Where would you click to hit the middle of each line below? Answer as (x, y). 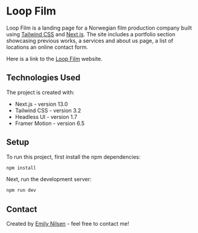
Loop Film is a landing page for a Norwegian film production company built (99, 28)
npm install (21, 168)
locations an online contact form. (47, 47)
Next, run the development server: (49, 179)
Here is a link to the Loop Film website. (54, 59)
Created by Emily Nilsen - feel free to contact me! (68, 224)
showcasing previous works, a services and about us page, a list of (90, 40)
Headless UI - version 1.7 (46, 116)
